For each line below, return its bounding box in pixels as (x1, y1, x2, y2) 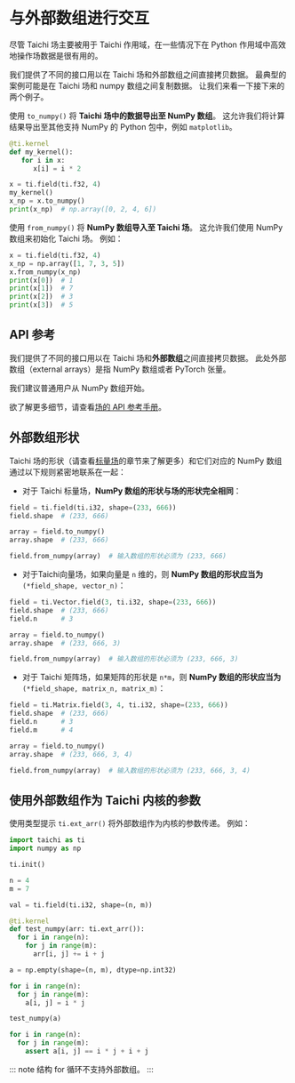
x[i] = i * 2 (32, 164, 82, 173)
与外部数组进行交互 (9, 8, 150, 28)
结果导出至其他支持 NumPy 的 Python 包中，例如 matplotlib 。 (9, 121, 237, 132)
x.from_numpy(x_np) (9, 268, 82, 277)
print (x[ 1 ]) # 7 (9, 284, 74, 293)
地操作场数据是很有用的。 (9, 50, 103, 60)
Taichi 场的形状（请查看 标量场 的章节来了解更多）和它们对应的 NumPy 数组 (9, 455, 283, 466)
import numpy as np (9, 844, 82, 854)
